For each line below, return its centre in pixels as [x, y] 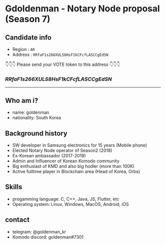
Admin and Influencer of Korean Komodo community [66, 161]
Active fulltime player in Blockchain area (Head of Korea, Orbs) [76, 171]
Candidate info [28, 37]
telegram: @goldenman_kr [39, 232]
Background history [36, 133]
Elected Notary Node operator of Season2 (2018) [62, 150]
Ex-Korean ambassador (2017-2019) [49, 155]
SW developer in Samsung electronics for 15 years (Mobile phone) [80, 145]
